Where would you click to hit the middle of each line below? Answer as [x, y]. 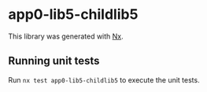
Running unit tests [54, 61]
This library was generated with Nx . [66, 36]
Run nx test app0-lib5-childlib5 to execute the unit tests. [104, 79]
